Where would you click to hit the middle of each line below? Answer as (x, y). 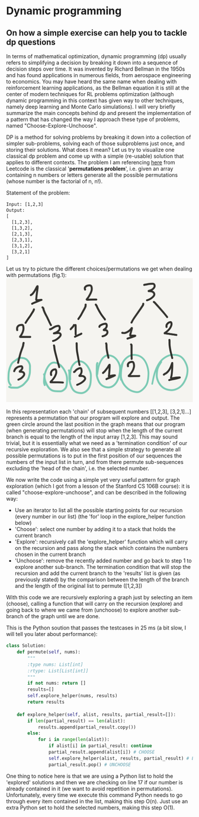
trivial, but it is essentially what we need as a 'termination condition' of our (97, 443)
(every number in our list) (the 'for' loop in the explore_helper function (100, 517)
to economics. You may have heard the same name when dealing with (92, 82)
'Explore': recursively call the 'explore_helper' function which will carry (101, 542)
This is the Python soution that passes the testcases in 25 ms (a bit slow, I (96, 628)
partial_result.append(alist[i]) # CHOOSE (102, 752)
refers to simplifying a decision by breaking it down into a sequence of (92, 63)
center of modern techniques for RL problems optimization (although (90, 94)
